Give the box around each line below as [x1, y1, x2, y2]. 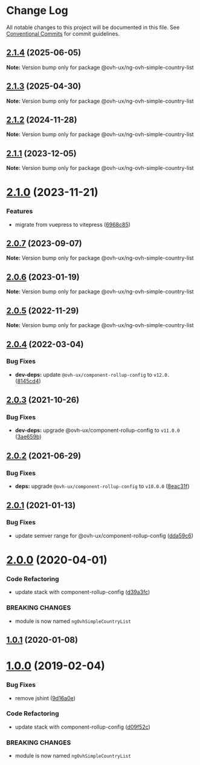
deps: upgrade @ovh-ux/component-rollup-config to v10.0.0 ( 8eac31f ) [15, 483, 190, 490]
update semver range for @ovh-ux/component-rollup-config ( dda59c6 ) [15, 532, 194, 539]
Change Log [6, 4, 68, 18]
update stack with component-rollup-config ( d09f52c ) [15, 723, 151, 731]
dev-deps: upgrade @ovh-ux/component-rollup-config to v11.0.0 [15, 427, 180, 434]
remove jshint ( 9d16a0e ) [15, 694, 76, 702]
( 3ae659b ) [15, 433, 42, 440]
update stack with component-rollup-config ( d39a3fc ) [15, 588, 150, 596]
